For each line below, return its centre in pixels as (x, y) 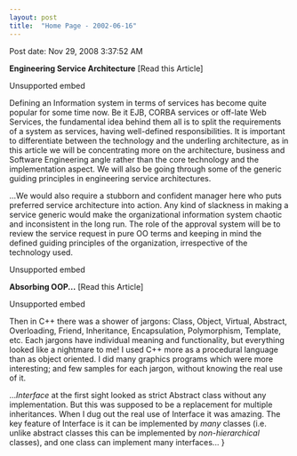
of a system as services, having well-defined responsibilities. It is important (148, 131)
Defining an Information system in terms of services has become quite (138, 102)
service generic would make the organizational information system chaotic (146, 214)
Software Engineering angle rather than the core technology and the (134, 159)
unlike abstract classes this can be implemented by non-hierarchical (135, 433)
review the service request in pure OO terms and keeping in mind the (136, 233)
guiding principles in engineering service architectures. (110, 178)
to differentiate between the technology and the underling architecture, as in (149, 140)
